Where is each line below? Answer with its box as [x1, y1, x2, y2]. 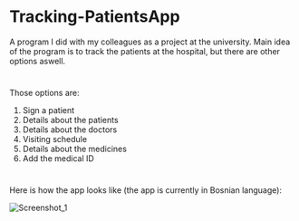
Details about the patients [22, 115, 120, 126]
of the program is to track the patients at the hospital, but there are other [9, 45, 281, 56]
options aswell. [9, 55, 66, 66]
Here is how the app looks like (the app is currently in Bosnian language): [9, 185, 283, 196]
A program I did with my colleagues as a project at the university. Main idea [9, 36, 291, 47]
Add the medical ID [22, 153, 95, 164]
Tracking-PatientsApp [9, 6, 180, 27]
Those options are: [9, 88, 80, 99]
